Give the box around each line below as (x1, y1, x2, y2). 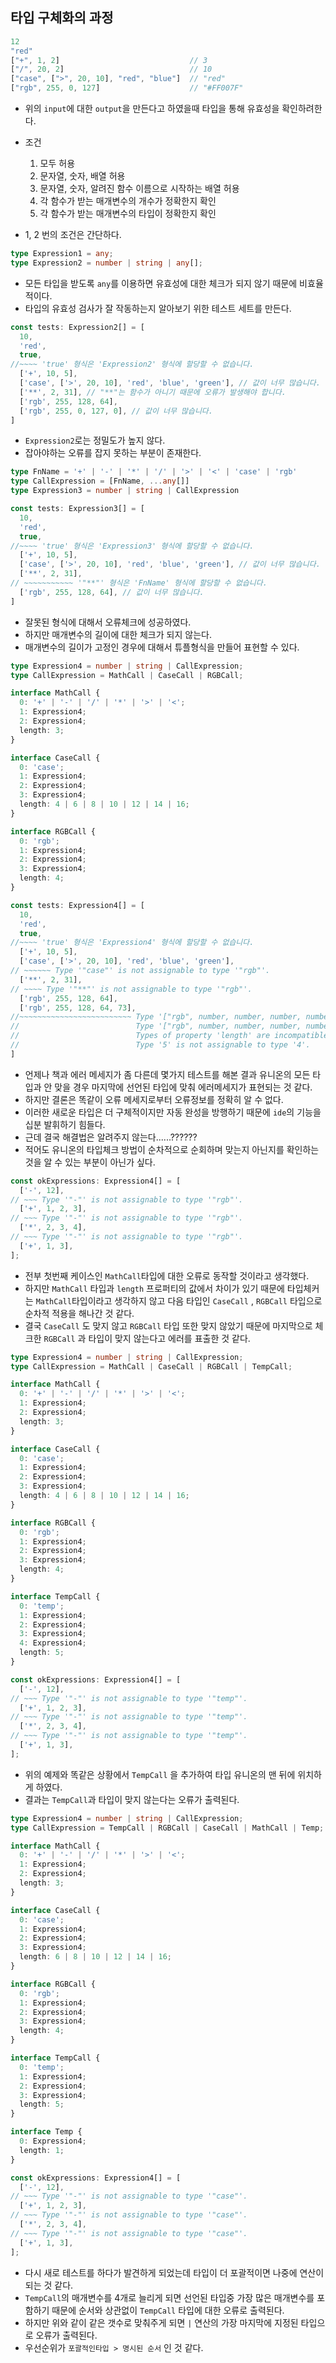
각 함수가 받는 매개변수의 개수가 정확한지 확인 (39, 195, 217, 207)
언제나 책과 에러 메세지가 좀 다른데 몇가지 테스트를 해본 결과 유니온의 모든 (24, 1068, 311, 1080)
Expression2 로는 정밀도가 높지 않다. (24, 434, 166, 447)
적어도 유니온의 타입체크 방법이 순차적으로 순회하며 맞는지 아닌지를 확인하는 (24, 1143, 320, 1155)
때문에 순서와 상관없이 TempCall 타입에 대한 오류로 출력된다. (51, 2304, 285, 2316)
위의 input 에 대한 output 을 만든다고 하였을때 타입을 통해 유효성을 (24, 103, 280, 115)
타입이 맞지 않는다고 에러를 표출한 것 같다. (88, 1332, 251, 1344)
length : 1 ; (19, 2145, 65, 2155)
